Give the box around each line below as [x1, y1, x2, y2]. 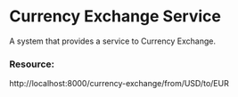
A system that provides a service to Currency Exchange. [9, 36, 217, 46]
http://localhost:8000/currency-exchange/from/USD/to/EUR [9, 78, 229, 89]
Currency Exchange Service [9, 6, 221, 27]
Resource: [9, 58, 55, 70]
